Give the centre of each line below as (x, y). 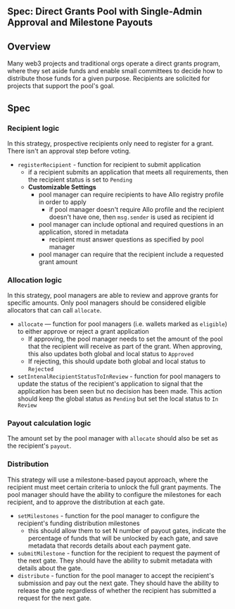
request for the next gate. (54, 598)
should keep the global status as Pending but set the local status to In (118, 399)
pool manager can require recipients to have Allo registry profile (131, 194)
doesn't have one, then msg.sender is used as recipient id (132, 217)
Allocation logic (34, 280)
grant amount (58, 262)
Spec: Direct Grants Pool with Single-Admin (105, 12)
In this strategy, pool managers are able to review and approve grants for (113, 296)
